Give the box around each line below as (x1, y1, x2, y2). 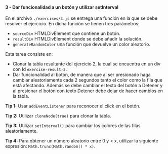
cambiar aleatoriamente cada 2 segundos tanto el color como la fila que (12, 77, 163, 83)
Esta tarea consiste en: (5, 51, 53, 57)
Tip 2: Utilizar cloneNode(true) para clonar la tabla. (5, 113, 111, 119)
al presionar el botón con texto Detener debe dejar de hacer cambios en (12, 88, 163, 94)
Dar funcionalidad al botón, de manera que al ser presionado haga (12, 71, 151, 78)
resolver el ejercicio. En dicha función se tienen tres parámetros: (5, 21, 140, 27)
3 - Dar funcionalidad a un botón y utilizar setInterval (5, 4, 119, 10)
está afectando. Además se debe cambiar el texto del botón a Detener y (12, 83, 163, 89)
